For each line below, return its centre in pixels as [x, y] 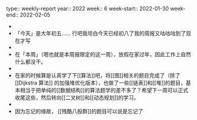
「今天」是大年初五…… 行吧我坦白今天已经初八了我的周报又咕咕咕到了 [100, 33]
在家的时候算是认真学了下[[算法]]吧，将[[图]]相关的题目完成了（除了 [97, 75]
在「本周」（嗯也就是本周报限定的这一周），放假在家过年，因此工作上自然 [103, 54]
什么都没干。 [30, 62]
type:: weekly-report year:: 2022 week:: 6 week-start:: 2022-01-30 [88, 9]
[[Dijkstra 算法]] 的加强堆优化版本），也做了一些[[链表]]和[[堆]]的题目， [100, 83]
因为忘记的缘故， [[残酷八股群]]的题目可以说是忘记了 [79, 111]
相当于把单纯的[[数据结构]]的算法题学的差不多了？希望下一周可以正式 [104, 90]
